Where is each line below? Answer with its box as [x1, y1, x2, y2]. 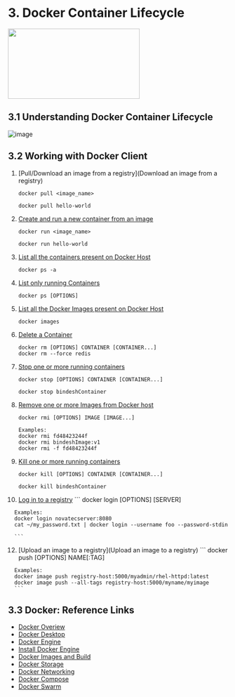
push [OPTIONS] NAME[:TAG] [18, 553, 105, 562]
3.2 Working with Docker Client [8, 150, 148, 162]
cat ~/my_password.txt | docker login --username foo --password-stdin [14, 521, 229, 528]
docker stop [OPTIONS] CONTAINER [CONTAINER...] [18, 376, 163, 383]
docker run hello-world [18, 240, 88, 247]
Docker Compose [18, 675, 69, 684]
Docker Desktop [18, 630, 65, 639]
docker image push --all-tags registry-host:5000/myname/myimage [14, 579, 210, 586]
